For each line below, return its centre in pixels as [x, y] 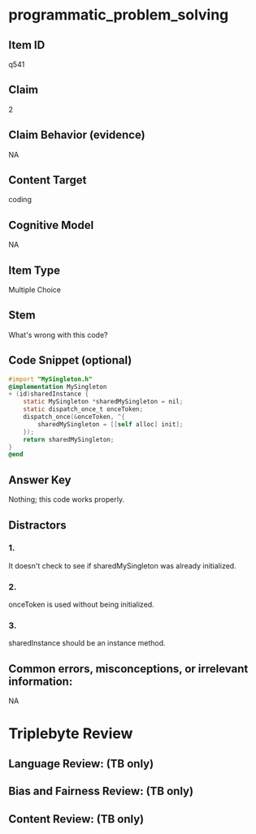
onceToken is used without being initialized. [81, 605]
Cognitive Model [51, 225]
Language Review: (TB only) [81, 764]
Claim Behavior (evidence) [77, 135]
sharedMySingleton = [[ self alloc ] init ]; [111, 424]
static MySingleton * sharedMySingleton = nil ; [103, 402]
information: [41, 681]
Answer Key [40, 480]
